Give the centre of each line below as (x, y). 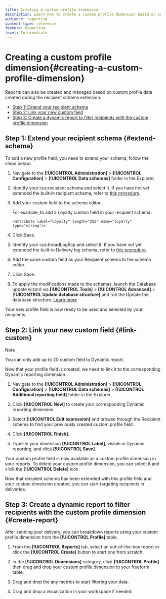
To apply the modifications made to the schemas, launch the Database (84, 284)
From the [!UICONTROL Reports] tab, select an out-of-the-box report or (86, 547)
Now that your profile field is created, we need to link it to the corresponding (83, 369)
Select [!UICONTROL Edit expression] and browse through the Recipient (86, 419)
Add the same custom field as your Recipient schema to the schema (82, 259)
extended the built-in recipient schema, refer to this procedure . (76, 193)
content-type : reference (31, 24)
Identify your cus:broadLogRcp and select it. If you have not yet (77, 244)
